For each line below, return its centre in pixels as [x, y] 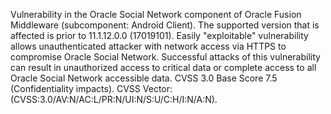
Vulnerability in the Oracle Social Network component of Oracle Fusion [156, 14]
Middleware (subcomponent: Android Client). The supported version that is [165, 25]
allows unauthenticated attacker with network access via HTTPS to [148, 46]
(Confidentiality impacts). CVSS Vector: [91, 88]
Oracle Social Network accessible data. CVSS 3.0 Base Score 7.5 [144, 78]
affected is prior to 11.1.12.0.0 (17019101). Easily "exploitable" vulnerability [159, 35]
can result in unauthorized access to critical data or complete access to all [163, 67]
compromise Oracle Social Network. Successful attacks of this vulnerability [165, 57]
